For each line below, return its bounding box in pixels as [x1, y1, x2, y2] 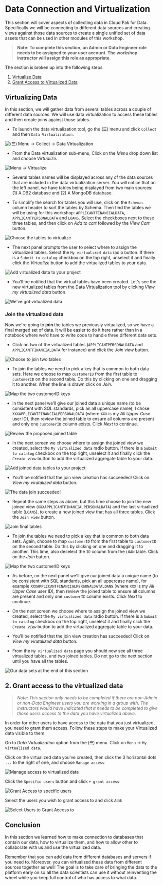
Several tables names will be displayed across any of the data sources [12, 174, 153, 180]
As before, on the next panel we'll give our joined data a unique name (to [12, 573, 158, 579]
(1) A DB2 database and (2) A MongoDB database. [12, 190, 113, 196]
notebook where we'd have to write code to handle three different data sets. [5, 332, 158, 338]
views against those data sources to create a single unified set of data [5, 30, 146, 36]
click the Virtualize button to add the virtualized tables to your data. [12, 260, 147, 266]
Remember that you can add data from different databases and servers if [5, 854, 152, 860]
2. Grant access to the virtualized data [5, 682, 123, 690]
